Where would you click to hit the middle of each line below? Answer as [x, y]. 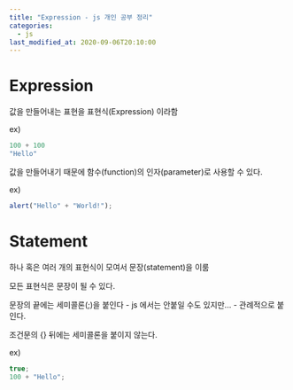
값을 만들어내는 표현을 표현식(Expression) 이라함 [94, 112]
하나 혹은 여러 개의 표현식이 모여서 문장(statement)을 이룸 [109, 267]
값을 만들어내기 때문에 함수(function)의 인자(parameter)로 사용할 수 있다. [136, 172]
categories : [31, 26]
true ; [19, 369]
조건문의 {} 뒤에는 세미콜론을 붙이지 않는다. [83, 334]
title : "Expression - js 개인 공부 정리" [81, 17]
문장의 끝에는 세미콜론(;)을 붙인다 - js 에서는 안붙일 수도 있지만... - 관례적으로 [142, 304]
